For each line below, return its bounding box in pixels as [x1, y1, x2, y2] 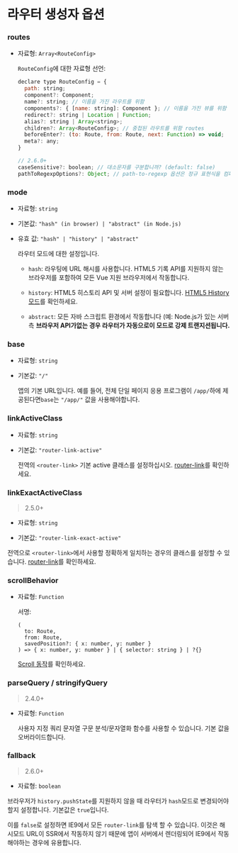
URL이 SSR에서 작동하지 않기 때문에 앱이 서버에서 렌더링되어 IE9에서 [25, 829, 217, 837]
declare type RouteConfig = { [17, 79, 108, 86]
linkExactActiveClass [7, 487, 83, 497]
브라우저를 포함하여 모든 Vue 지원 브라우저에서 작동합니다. [28, 274, 190, 282]
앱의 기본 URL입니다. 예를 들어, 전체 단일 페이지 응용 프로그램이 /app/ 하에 [17, 386, 222, 395]
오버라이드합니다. [17, 732, 66, 741]
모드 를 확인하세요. [28, 297, 78, 306]
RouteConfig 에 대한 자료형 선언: [17, 65, 106, 73]
